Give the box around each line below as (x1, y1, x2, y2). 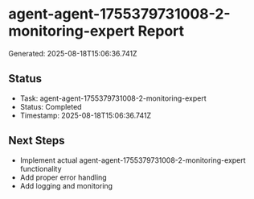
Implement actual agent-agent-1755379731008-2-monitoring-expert (19, 155, 247, 165)
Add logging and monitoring (19, 180, 113, 190)
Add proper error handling (19, 172, 107, 182)
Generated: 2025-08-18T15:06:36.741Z (8, 48, 137, 58)
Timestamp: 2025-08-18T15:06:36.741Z (19, 110, 151, 120)
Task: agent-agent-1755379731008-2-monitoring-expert (19, 93, 207, 103)
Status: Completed (19, 102, 82, 111)
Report (137, 22, 185, 40)
